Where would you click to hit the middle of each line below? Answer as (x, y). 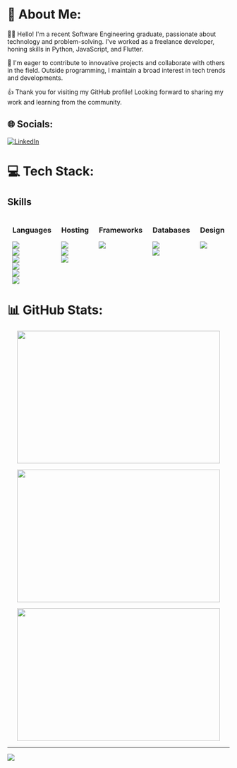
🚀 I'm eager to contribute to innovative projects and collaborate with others (116, 62)
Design (212, 230)
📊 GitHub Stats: (55, 310)
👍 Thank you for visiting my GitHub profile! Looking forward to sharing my (115, 92)
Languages (32, 230)
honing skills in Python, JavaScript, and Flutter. (75, 49)
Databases (171, 230)
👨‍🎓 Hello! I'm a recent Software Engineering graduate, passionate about (112, 34)
